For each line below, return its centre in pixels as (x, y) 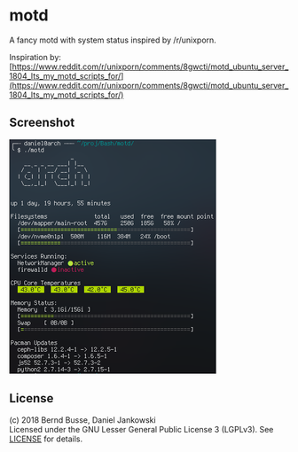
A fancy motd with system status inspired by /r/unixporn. (113, 40)
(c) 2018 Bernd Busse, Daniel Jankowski (83, 420)
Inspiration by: (35, 57)
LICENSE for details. (46, 439)
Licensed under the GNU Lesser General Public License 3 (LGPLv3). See (141, 429)
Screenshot (42, 123)
